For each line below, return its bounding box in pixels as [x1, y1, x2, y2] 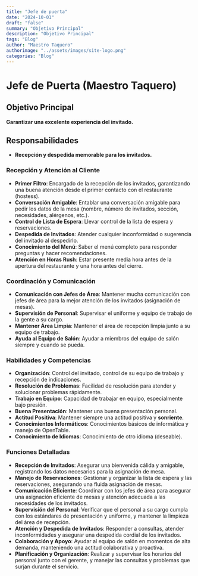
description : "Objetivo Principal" [6, 31, 95, 37]
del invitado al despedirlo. [14, 237, 78, 244]
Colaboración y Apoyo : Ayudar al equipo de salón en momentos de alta [14, 537, 191, 544]
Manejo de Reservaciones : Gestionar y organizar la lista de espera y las [14, 474, 192, 481]
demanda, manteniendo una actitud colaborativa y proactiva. [14, 544, 164, 551]
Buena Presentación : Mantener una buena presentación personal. [14, 408, 178, 415]
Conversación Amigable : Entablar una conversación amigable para [14, 199, 180, 206]
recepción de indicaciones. [14, 376, 81, 383]
